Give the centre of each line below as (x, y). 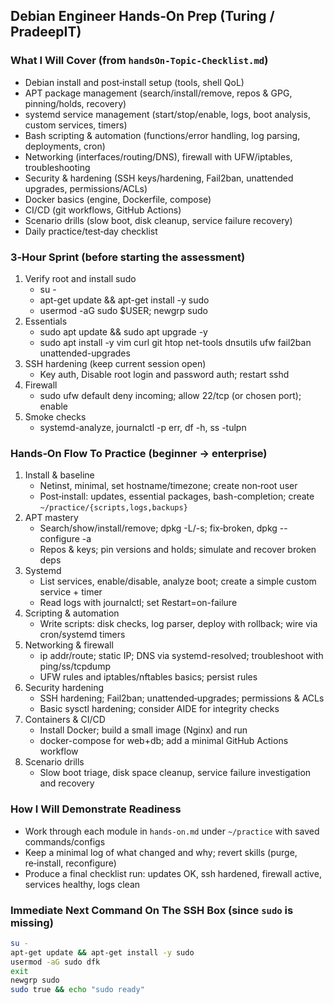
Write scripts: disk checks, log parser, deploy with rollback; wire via (178, 624)
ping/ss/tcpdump (75, 666)
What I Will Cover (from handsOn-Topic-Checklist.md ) (139, 61)
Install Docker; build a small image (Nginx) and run (143, 730)
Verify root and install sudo (80, 278)
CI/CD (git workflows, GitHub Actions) (103, 210)
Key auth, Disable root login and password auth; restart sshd (164, 374)
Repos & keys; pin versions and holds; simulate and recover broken (178, 550)
